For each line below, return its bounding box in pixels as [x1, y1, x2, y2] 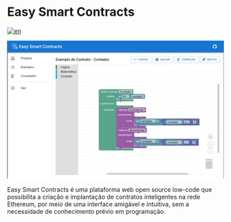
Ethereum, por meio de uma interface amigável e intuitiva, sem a [7, 200, 190, 208]
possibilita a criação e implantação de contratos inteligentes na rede [7, 193, 201, 201]
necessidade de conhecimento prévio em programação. [7, 208, 166, 216]
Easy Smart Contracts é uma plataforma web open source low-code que [7, 186, 212, 194]
